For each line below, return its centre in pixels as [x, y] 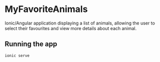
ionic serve [17, 55]
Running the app [31, 44]
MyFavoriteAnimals [46, 9]
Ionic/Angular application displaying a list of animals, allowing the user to [80, 23]
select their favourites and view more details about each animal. [71, 28]
